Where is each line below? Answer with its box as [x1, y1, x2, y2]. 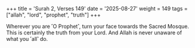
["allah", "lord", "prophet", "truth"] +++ [6, 11, 101, 18]
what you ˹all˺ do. [6, 36, 48, 42]
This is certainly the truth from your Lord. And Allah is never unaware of [6, 29, 182, 36]
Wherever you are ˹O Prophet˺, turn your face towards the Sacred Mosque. [6, 23, 190, 30]
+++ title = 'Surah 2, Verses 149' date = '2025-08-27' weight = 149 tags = [6, 5, 188, 12]
